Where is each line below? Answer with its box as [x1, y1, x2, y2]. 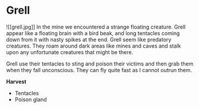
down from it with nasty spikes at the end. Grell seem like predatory [6, 36, 172, 43]
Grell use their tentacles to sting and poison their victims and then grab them [6, 60, 194, 67]
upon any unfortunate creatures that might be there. [6, 48, 134, 55]
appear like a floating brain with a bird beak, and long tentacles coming [6, 29, 180, 36]
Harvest [6, 78, 27, 85]
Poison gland [14, 96, 48, 103]
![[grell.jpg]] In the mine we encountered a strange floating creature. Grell [6, 23, 186, 30]
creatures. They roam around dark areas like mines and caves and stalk [6, 42, 181, 49]
